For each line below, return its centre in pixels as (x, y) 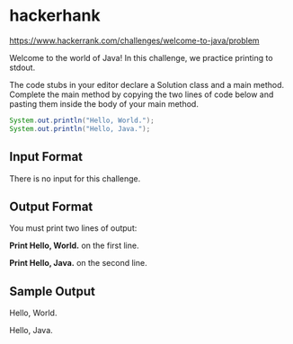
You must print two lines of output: (73, 228)
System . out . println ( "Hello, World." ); (82, 120)
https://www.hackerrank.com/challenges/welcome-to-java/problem (134, 40)
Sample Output (53, 291)
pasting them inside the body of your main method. (104, 103)
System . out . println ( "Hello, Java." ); (80, 128)
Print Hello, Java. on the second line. (78, 263)
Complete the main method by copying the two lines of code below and (142, 94)
